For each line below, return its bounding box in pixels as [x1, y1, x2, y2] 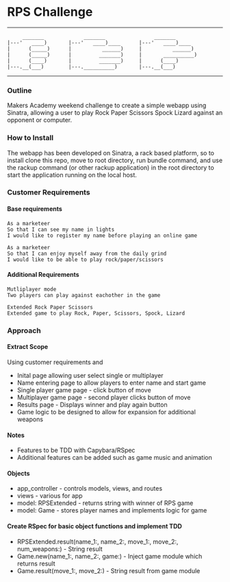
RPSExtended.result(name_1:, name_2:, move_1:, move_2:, [16, 537, 179, 546]
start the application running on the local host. [7, 170, 137, 179]
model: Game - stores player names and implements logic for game [16, 506, 207, 515]
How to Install [7, 133, 53, 143]
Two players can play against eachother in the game [7, 291, 161, 299]
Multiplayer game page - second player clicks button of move [16, 393, 191, 401]
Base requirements [7, 205, 63, 213]
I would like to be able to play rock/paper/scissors [7, 256, 164, 263]
